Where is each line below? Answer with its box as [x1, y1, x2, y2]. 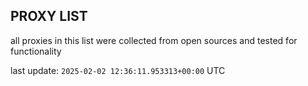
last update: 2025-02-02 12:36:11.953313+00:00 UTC [10, 64, 226, 76]
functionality [10, 45, 62, 57]
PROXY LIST [10, 8, 88, 25]
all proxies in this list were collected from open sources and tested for [10, 34, 298, 46]
